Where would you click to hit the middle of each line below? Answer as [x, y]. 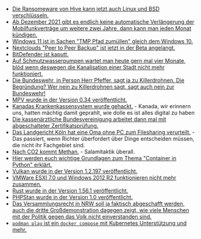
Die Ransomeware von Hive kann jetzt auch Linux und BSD [86, 9]
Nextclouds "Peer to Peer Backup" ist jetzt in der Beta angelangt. [93, 48]
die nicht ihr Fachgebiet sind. [48, 145]
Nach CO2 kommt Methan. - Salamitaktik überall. [73, 152]
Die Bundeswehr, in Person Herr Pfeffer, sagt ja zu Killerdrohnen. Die [98, 80]
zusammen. [27, 184]
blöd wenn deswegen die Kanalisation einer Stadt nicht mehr [88, 67]
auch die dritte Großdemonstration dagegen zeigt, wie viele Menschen [100, 210]
